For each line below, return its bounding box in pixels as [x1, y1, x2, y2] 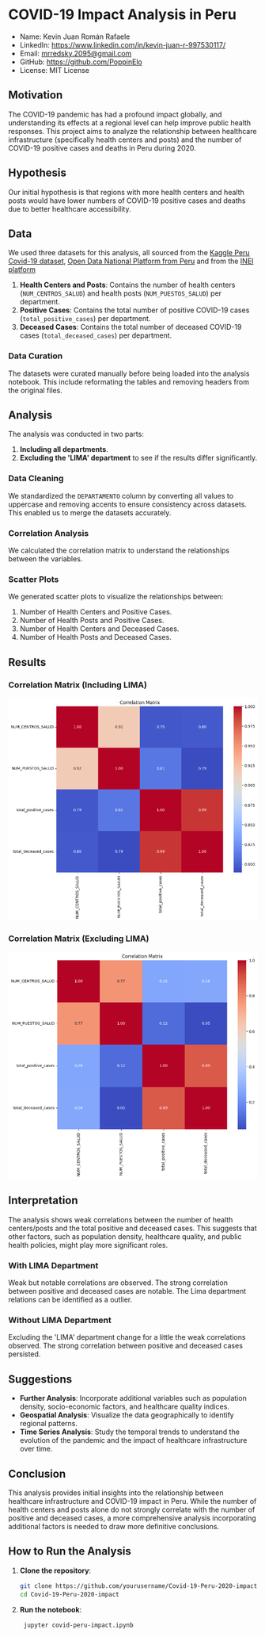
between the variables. [8, 554, 83, 564]
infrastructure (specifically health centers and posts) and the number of [8, 135, 242, 144]
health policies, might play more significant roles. [8, 1240, 168, 1249]
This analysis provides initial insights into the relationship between [8, 1488, 224, 1497]
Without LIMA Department [8, 1314, 112, 1325]
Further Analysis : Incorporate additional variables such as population [19, 1394, 247, 1403]
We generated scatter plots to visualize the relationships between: [8, 592, 224, 602]
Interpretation [8, 1194, 78, 1207]
